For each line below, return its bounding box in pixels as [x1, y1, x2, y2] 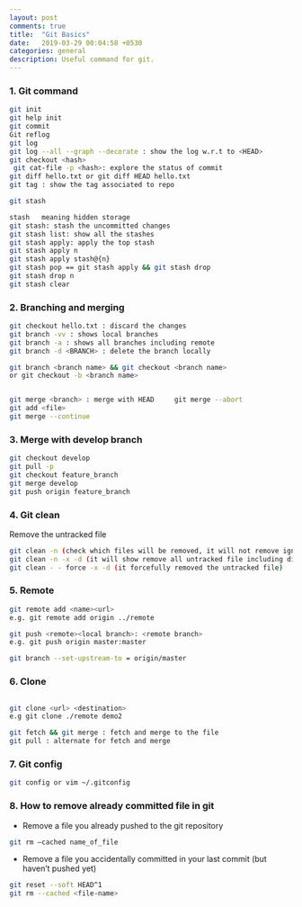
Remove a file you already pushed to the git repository [22, 820, 224, 831]
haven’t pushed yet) [22, 863, 97, 874]
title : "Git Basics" [9, 30, 91, 39]
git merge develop [9, 479, 78, 488]
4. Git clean [9, 508, 60, 521]
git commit [9, 122, 50, 131]
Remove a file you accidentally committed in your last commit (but [22, 854, 267, 865]
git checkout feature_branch [9, 471, 119, 480]
